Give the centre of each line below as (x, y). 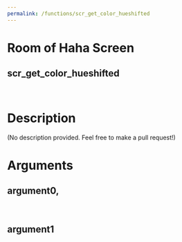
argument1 (31, 229)
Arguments (40, 165)
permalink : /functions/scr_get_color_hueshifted (79, 14)
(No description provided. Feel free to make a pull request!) (92, 137)
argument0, (33, 191)
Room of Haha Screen (71, 47)
